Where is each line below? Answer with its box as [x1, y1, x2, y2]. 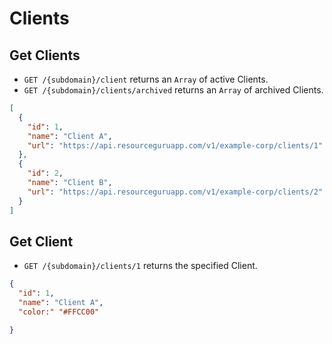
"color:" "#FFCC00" [18, 307, 100, 317]
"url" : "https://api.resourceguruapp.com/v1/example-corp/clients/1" [27, 140, 324, 151]
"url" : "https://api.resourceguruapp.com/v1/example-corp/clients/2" [27, 187, 324, 197]
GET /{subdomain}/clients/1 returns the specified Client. [23, 260, 258, 272]
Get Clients [9, 47, 81, 64]
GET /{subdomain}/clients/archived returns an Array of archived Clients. [23, 84, 324, 96]
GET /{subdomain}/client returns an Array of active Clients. [23, 73, 269, 85]
